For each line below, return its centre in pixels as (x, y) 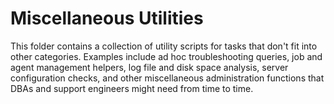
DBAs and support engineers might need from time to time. (132, 88)
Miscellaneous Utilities (107, 18)
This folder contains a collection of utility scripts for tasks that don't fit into (164, 46)
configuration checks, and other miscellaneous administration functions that (167, 78)
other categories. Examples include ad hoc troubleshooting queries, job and (166, 56)
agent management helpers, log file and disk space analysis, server (149, 67)
